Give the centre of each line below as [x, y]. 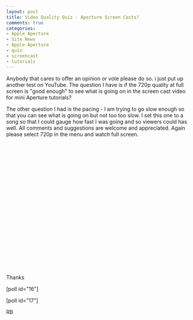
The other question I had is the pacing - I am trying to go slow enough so [95, 109]
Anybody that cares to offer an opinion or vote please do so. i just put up [95, 79]
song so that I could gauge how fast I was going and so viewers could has [96, 121]
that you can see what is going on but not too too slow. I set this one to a [95, 115]
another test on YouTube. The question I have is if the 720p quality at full [95, 84]
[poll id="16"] [22, 288]
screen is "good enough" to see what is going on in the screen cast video [96, 91]
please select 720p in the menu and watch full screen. [72, 134]
